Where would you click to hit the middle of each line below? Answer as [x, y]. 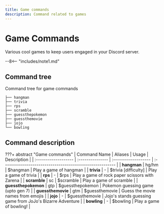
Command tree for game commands [42, 89]
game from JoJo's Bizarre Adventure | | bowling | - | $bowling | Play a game [82, 201]
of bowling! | [18, 207]
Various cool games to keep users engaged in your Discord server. [72, 52]
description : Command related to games [46, 14]
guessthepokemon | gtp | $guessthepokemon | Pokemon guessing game [79, 186]
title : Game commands [27, 10]
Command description [40, 143]
